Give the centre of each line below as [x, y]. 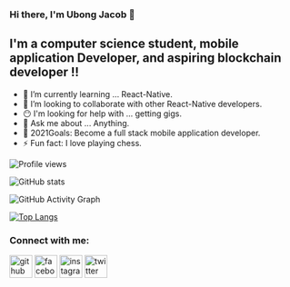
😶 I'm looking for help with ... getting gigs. [102, 114]
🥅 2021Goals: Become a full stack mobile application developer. [141, 133]
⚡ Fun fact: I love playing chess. [82, 143]
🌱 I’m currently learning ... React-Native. [97, 94]
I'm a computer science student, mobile [124, 44]
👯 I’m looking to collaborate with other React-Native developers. [142, 104]
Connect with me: [50, 240]
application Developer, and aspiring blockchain [145, 58]
